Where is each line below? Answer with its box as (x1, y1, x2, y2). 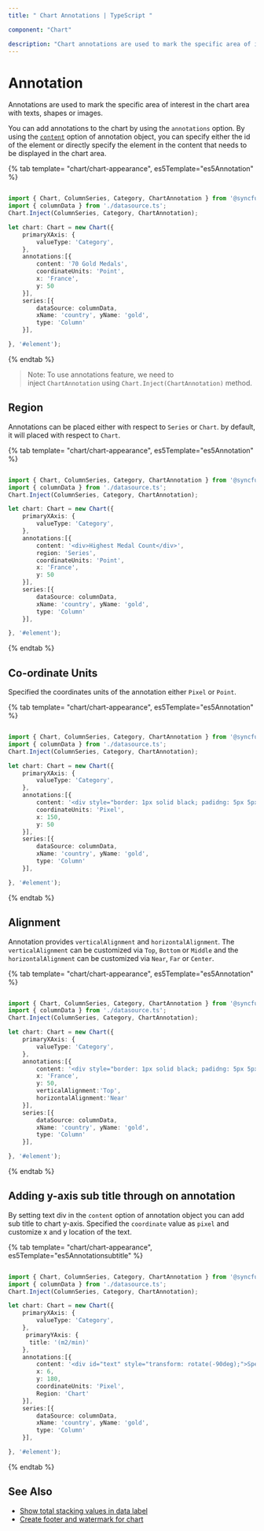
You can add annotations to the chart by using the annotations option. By (8, 124, 245, 133)
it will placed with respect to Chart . (8, 430, 121, 440)
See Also (8, 1485, 53, 1499)
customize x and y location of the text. (8, 1227, 132, 1236)
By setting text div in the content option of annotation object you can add (8, 1210, 245, 1220)
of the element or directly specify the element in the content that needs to (8, 140, 247, 150)
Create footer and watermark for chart (19, 1514, 144, 1524)
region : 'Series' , (36, 549, 97, 557)
